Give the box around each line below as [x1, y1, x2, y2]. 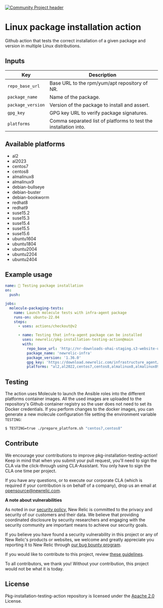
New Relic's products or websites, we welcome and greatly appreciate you [5, 536, 154, 542]
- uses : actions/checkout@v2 [17, 324, 77, 329]
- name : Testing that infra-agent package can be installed [17, 332, 142, 338]
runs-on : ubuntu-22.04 [14, 314, 60, 320]
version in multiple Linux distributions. [5, 43, 81, 49]
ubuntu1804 [12, 241, 36, 247]
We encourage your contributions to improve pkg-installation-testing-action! [5, 452, 158, 458]
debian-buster [12, 189, 41, 195]
